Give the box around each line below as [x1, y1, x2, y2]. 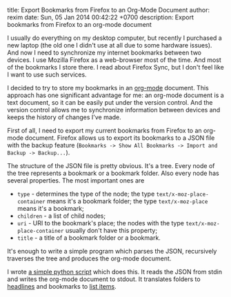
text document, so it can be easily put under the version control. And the [7, 99, 213, 106]
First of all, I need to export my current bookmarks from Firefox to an [7, 127, 202, 134]
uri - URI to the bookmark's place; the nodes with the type [17, 219, 185, 227]
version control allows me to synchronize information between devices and [7, 106, 221, 114]
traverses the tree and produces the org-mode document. [7, 254, 172, 263]
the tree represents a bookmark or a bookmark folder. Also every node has [7, 169, 219, 177]
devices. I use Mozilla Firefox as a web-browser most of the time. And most [7, 56, 222, 64]
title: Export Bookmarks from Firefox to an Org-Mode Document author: [7, 6, 210, 14]
